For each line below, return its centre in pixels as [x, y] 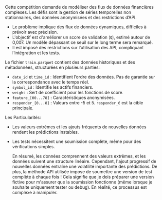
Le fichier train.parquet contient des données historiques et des [70, 62]
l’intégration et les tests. [36, 53]
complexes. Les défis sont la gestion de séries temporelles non [68, 12]
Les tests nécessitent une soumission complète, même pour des [76, 141]
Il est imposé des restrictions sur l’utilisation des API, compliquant [78, 48]
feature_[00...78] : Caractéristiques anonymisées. [63, 98]
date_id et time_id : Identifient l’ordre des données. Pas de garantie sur [84, 77]
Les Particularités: [23, 117]
